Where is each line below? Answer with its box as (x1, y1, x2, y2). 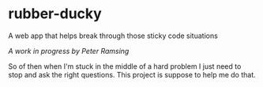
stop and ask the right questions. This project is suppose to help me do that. (8, 70, 257, 79)
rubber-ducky (8, 5, 103, 23)
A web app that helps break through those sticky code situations (8, 31, 219, 40)
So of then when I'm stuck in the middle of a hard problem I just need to (8, 61, 242, 71)
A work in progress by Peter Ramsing (8, 46, 130, 55)
